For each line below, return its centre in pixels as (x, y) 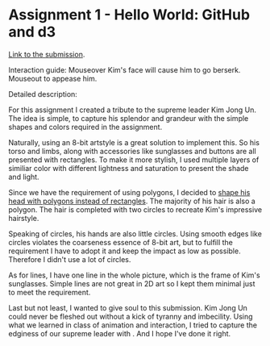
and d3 (32, 32)
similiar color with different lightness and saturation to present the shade (129, 168)
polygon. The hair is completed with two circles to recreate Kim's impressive (135, 209)
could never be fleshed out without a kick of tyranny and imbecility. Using (131, 316)
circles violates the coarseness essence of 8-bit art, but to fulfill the (121, 242)
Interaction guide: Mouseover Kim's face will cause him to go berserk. (125, 69)
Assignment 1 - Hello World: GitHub (129, 15)
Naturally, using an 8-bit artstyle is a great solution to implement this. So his (134, 142)
